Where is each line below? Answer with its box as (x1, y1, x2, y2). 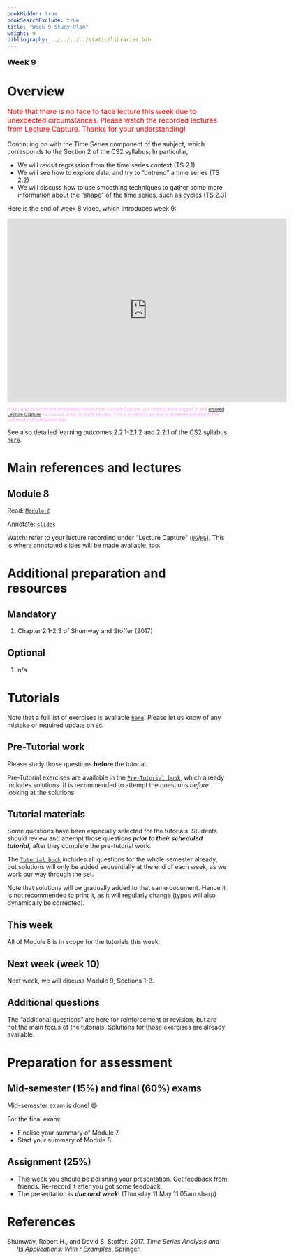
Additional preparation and (7, 565, 166, 581)
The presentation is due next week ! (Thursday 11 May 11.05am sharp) (17, 1189, 217, 1198)
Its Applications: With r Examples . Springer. (16, 1245, 141, 1253)
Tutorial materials (7, 808, 86, 820)
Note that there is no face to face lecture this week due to (7, 106, 197, 116)
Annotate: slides (7, 520, 56, 529)
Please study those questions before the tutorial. (7, 759, 148, 768)
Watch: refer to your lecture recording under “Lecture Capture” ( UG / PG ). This (7, 534, 225, 542)
